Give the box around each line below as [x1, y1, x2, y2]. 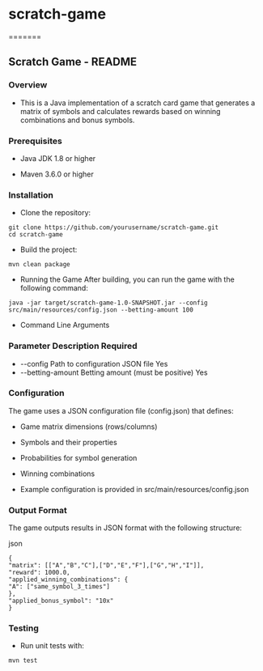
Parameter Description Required [8, 341, 138, 352]
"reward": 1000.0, [8, 568, 70, 577]
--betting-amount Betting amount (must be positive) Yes [19, 367, 208, 377]
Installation [8, 189, 54, 201]
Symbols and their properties [19, 437, 117, 447]
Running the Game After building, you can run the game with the [19, 274, 235, 284]
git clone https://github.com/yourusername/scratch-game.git [8, 223, 219, 231]
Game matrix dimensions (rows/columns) [19, 422, 158, 431]
